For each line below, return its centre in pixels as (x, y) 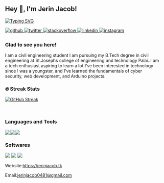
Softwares (18, 145)
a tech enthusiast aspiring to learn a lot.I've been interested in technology (79, 66)
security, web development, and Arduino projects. (56, 76)
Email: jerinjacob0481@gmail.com (39, 175)
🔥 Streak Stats (23, 89)
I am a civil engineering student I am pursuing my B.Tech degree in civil (77, 55)
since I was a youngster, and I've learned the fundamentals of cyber (74, 71)
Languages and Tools (31, 122)
